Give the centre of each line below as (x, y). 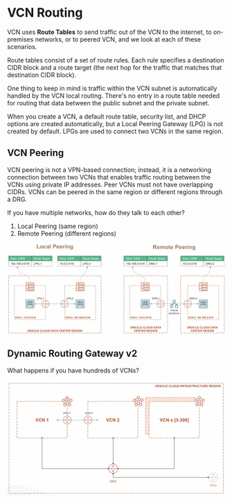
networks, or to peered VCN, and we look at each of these (118, 39)
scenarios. (22, 46)
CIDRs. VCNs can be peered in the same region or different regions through (115, 191)
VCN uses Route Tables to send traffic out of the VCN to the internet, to (110, 32)
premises (20, 39)
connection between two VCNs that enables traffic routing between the (109, 177)
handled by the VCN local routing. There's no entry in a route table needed (114, 96)
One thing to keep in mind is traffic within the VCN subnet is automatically (112, 88)
